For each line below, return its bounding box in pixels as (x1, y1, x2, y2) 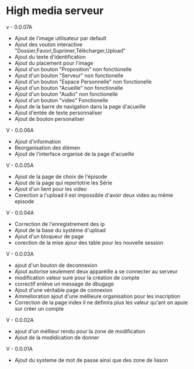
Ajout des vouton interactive (14, 41, 83, 48)
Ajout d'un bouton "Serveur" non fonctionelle (14, 72, 124, 79)
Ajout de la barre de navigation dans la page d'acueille (14, 103, 146, 110)
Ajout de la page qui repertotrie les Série (14, 179, 113, 186)
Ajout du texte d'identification (14, 53, 86, 60)
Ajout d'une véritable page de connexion (14, 286, 113, 293)
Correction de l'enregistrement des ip (14, 220, 105, 227)
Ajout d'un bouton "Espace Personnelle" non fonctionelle (14, 78, 152, 85)
